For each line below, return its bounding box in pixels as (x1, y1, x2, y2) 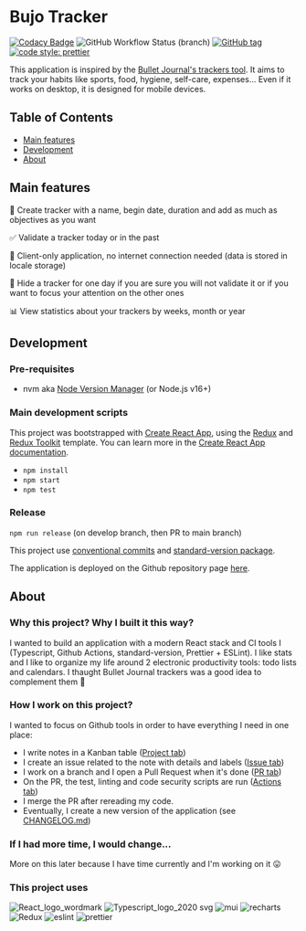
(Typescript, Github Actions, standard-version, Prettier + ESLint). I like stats (9, 647, 292, 658)
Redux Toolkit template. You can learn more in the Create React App (9, 437, 266, 448)
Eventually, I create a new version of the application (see (22, 805, 236, 816)
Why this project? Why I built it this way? (9, 617, 195, 629)
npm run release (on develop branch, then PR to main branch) (9, 527, 242, 538)
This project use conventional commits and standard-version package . (9, 545, 276, 555)
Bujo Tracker (9, 6, 108, 27)
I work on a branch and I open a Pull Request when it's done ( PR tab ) (22, 766, 282, 778)
